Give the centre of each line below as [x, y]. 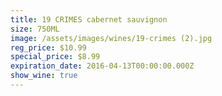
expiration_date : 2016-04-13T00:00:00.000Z [102, 66]
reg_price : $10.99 [48, 47]
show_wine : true [44, 76]
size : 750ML [35, 29]
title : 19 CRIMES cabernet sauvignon [89, 19]
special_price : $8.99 [55, 57]
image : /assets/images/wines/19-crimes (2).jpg [111, 38]
